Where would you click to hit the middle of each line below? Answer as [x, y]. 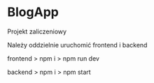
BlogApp [33, 12]
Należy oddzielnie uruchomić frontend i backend [77, 45]
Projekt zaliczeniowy [37, 31]
